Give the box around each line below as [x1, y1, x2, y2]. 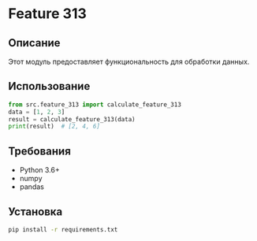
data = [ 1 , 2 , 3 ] [8, 108, 65, 116]
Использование [8, 80, 91, 93]
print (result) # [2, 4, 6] [8, 123, 101, 131]
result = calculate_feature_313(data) [8, 115, 136, 123]
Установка [8, 205, 63, 218]
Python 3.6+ [19, 165, 61, 175]
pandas [19, 182, 45, 191]
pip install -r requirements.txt [8, 225, 118, 233]
